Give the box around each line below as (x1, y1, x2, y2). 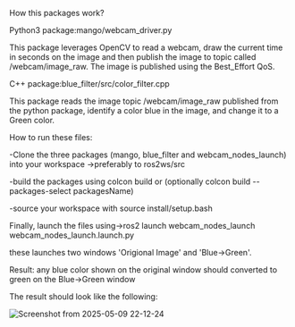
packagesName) (72, 186, 134, 196)
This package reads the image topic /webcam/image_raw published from (9, 96, 279, 106)
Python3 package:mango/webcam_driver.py (9, 25, 173, 35)
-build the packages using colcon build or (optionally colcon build (9, 176, 251, 187)
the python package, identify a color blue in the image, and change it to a (9, 105, 279, 115)
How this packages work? (9, 8, 105, 18)
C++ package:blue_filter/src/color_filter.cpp (9, 79, 170, 88)
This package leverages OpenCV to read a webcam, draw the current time (9, 42, 283, 53)
